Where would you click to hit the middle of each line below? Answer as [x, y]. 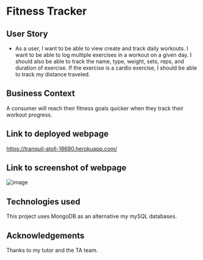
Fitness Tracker [47, 11]
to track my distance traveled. [52, 74]
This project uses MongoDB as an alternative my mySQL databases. [92, 216]
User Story [27, 34]
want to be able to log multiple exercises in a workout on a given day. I [103, 55]
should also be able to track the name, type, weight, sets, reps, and [99, 61]
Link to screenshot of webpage [66, 168]
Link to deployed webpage [58, 134]
